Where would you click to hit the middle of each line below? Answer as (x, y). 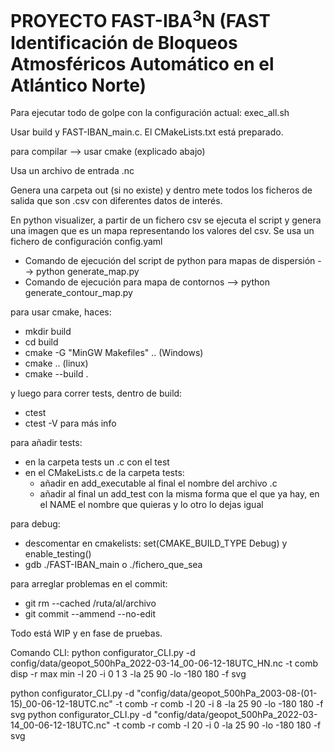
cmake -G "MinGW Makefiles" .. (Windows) (114, 353)
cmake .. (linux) (56, 363)
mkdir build (48, 332)
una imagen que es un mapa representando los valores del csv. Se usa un (162, 231)
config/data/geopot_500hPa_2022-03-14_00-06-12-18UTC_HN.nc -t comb (164, 663)
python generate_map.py (88, 272)
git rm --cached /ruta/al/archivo (90, 603)
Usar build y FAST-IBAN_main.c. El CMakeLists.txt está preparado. (147, 132)
